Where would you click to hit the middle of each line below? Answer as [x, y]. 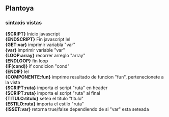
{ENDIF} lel [17, 71]
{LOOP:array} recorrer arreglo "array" [45, 55]
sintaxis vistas [24, 23]
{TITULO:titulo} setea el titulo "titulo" [45, 98]
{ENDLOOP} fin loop [27, 61]
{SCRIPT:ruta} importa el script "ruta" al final [53, 93]
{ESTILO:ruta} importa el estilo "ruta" [45, 104]
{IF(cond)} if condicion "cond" [37, 66]
